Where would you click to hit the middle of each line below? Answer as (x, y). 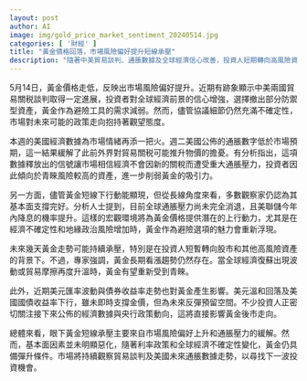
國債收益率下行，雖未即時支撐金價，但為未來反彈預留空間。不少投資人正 (153, 302)
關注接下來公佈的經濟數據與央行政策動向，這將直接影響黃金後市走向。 (149, 313)
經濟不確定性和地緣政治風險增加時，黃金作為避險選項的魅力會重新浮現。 (145, 229)
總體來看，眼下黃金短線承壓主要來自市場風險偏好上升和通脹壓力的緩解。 (145, 333)
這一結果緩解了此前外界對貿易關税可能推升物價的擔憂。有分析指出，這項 (161, 153)
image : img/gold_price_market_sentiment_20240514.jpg (114, 35)
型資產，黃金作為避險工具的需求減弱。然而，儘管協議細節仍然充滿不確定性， (153, 110)
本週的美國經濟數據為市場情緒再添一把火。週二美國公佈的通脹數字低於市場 (149, 141)
